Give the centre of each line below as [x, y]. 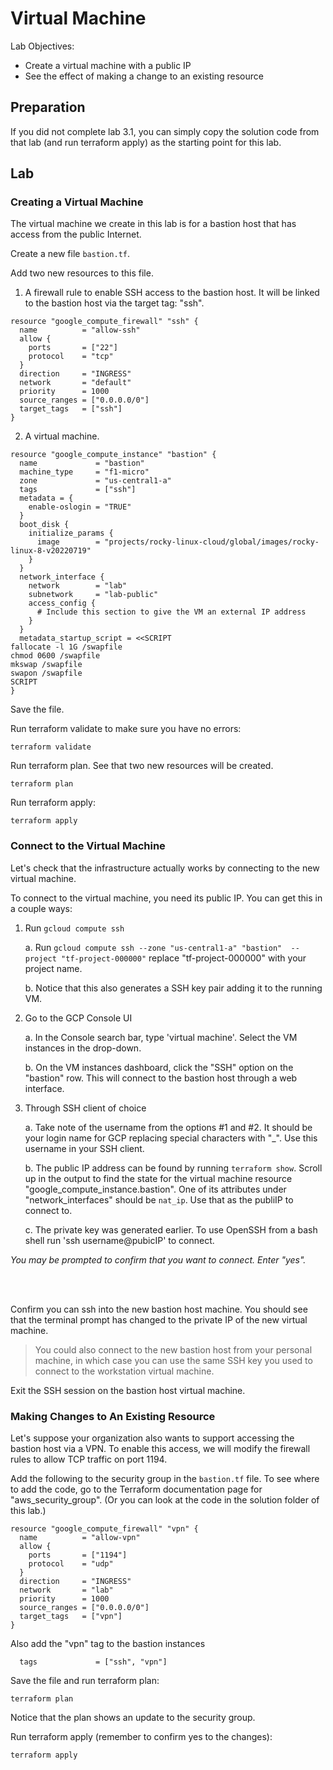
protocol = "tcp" [71, 357]
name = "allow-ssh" [80, 330]
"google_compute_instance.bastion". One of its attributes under [155, 1189]
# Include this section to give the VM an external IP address [171, 612]
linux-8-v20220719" [51, 551]
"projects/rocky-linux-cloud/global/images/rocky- [212, 542]
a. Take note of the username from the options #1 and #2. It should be [168, 1127]
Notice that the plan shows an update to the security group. [133, 1718]
